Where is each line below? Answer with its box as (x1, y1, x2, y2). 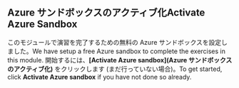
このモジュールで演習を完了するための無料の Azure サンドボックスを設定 (7, 38, 222, 46)
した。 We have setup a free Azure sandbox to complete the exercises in (13, 47, 226, 55)
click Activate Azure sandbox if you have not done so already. (7, 72, 192, 81)
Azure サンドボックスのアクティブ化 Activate (7, 6, 205, 19)
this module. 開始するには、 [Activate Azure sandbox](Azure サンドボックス (7, 55, 233, 64)
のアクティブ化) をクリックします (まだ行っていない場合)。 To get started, (7, 65, 223, 73)
